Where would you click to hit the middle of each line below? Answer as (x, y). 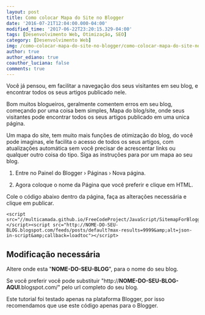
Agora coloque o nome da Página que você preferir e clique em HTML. (104, 185)
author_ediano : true (33, 57)
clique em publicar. (30, 203)
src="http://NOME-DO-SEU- (86, 225)
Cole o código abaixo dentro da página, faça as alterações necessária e (97, 197)
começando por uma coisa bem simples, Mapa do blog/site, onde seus (95, 111)
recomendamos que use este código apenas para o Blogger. (82, 306)
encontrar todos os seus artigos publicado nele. (67, 93)
